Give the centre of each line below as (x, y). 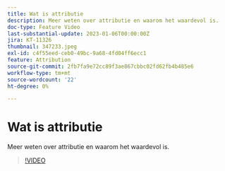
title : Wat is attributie (45, 14)
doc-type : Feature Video (44, 27)
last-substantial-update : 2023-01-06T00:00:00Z (79, 34)
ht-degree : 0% (28, 86)
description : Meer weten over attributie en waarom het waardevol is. (113, 20)
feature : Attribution (39, 60)
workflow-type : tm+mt (39, 73)
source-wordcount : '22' (42, 79)
